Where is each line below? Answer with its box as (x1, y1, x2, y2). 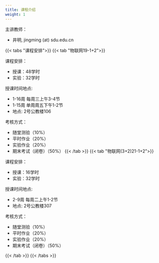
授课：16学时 (12, 169, 39, 175)
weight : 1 (5, 12, 26, 17)
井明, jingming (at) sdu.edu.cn (12, 37, 74, 43)
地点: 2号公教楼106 (12, 108, 51, 114)
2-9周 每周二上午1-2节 (12, 196, 58, 202)
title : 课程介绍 (5, 7, 36, 12)
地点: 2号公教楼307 (12, 202, 52, 209)
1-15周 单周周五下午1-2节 (12, 102, 64, 108)
